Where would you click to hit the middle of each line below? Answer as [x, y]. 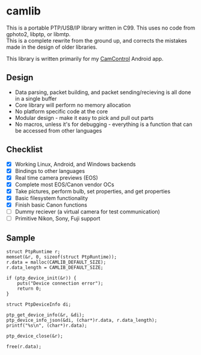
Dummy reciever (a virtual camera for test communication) [88, 212]
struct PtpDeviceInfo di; [39, 304]
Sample [21, 238]
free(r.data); [24, 347]
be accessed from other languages [58, 130]
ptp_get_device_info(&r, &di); [45, 315]
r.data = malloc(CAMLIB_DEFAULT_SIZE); [56, 262]
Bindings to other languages [50, 171]
